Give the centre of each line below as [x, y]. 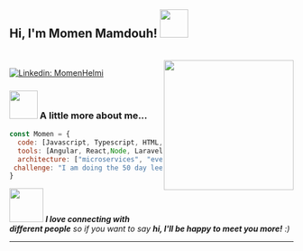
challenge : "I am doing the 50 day [80, 168]
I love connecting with [87, 219]
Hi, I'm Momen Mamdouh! [83, 34]
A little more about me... [93, 116]
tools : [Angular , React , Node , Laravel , [92, 151]
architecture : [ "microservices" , [80, 159]
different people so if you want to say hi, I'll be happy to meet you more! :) [150, 229]
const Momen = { [40, 135]
